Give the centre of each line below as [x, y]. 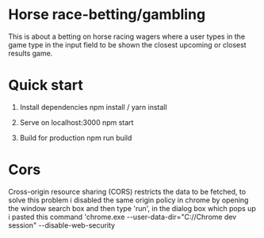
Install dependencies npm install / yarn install [94, 107]
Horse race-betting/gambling [107, 15]
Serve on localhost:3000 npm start [77, 122]
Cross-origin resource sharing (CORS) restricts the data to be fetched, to [127, 191]
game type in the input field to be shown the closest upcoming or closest [128, 44]
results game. [31, 53]
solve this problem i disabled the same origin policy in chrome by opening [128, 200]
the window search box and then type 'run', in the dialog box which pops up [132, 208]
